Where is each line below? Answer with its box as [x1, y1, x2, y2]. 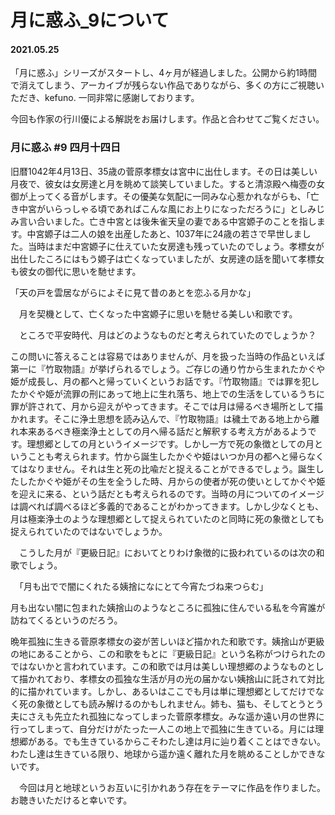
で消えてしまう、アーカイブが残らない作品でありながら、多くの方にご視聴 [10, 79, 317, 91]
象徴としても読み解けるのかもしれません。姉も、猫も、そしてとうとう [36, 697, 325, 710]
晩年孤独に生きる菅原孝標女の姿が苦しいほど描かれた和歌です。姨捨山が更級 [10, 635, 325, 647]
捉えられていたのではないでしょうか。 [10, 525, 168, 537]
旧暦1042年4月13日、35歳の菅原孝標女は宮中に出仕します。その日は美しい [10, 165, 318, 177]
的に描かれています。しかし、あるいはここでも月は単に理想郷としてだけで [10, 685, 316, 697]
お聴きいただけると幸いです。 [10, 794, 133, 806]
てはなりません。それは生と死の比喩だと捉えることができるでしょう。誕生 [10, 462, 316, 475]
